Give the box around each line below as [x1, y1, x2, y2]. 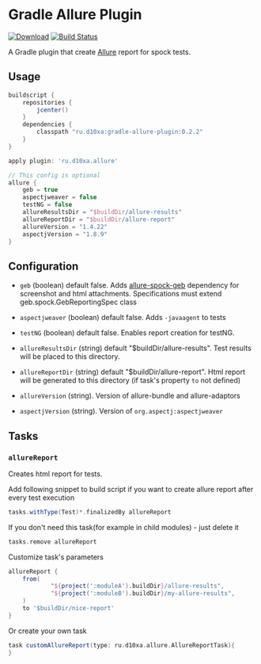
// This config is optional [8, 171, 101, 179]
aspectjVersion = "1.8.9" [22, 230, 108, 239]
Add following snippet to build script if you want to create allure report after [8, 484, 254, 494]
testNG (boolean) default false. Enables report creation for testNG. [19, 328, 235, 338]
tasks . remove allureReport [8, 537, 97, 546]
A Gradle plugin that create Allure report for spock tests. [8, 47, 191, 56]
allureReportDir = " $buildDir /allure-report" [22, 216, 176, 223]
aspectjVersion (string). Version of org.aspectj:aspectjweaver [19, 406, 224, 416]
